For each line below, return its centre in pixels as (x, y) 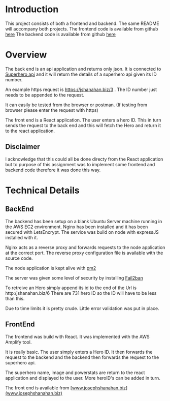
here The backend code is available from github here (60, 34)
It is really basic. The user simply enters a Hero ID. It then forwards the (79, 352)
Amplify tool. (19, 342)
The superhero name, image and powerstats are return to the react (75, 373)
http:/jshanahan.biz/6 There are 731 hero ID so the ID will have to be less (81, 293)
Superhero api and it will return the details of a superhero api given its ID (81, 74)
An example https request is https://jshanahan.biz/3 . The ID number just (81, 89)
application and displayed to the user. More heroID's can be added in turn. (83, 378)
